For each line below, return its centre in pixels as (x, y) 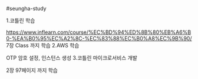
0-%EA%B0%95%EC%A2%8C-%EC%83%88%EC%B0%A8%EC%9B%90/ (99, 38)
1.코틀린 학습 (21, 20)
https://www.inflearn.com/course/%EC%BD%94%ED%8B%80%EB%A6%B (99, 32)
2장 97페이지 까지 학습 (32, 70)
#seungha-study (26, 8)
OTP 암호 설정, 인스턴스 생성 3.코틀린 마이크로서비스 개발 (72, 58)
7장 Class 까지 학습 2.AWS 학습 (43, 45)
